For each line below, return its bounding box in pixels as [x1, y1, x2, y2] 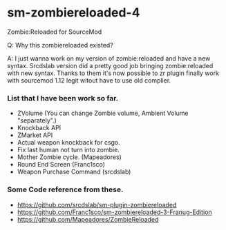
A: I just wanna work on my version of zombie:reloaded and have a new [7, 54, 211, 63]
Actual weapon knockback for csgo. [17, 138, 121, 147]
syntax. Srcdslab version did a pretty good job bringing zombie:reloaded [7, 61, 214, 70]
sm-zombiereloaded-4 [7, 5, 140, 21]
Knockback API [17, 124, 62, 132]
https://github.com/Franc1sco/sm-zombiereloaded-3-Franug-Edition [17, 208, 212, 216]
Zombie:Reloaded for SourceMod [7, 28, 102, 36]
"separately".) [17, 116, 57, 125]
